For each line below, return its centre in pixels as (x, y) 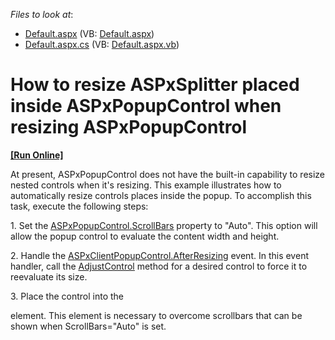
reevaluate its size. (49, 276)
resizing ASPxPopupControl (129, 127)
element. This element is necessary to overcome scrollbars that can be (156, 315)
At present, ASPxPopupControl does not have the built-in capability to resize (168, 174)
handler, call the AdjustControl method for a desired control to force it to (159, 266)
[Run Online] (37, 155)
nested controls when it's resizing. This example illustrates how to (146, 185)
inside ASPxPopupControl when (146, 106)
